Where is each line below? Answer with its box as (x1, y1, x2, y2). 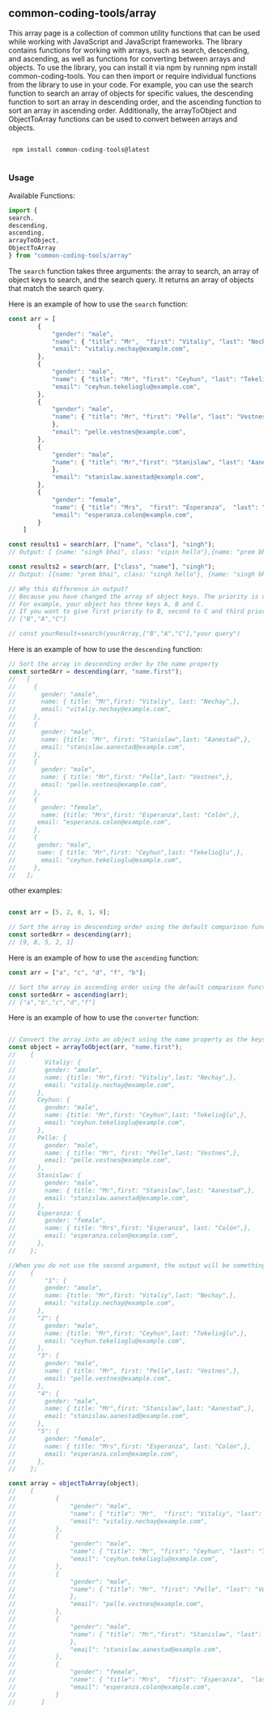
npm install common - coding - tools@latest (11, 145, 151, 153)
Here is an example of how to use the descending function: (8, 645, 202, 654)
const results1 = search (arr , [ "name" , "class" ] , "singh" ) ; (8, 541, 216, 549)
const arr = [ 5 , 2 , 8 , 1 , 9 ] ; (8, 908, 111, 917)
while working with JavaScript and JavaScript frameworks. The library (8, 36, 243, 46)
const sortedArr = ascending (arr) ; (8, 991, 129, 999)
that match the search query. (8, 283, 105, 293)
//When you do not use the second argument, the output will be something (8, 1261, 266, 1270)
